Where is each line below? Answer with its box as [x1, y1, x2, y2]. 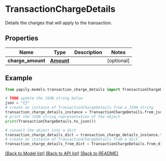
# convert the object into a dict [5, 127, 77, 133]
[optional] [107, 57, 130, 64]
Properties [5, 34, 39, 42]
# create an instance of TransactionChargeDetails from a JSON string [5, 105, 154, 110]
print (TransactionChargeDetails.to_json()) [5, 119, 96, 124]
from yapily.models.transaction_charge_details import [5, 87, 121, 92]
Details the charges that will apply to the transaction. [5, 20, 112, 26]
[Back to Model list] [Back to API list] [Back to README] [5, 151, 119, 157]
